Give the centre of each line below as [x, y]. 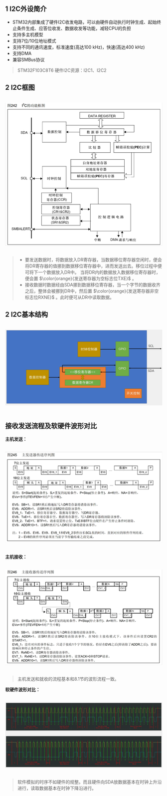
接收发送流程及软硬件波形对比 [51, 426]
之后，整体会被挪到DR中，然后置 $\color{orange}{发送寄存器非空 [92, 291]
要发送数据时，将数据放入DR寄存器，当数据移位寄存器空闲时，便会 [93, 259]
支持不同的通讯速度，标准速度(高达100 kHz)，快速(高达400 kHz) [79, 47]
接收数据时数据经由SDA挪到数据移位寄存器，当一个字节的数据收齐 [92, 285]
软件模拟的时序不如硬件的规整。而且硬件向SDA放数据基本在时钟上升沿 [89, 782]
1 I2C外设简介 [26, 9]
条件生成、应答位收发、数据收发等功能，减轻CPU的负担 [74, 28]
